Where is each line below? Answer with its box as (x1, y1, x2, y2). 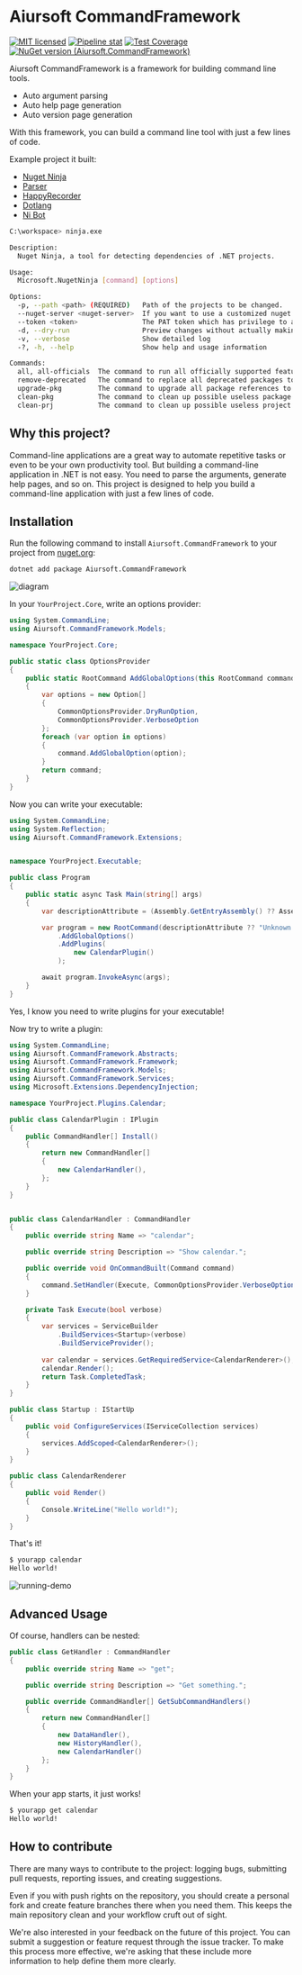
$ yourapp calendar (9, 1555, 83, 1564)
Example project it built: (9, 153, 97, 164)
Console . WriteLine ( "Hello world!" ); (41, 1505, 179, 1514)
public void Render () (25, 1489, 106, 1498)
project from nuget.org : (9, 548, 96, 558)
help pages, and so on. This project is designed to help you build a (9, 478, 256, 489)
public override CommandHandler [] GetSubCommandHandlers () (25, 1697, 252, 1706)
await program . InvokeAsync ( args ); (41, 973, 171, 983)
